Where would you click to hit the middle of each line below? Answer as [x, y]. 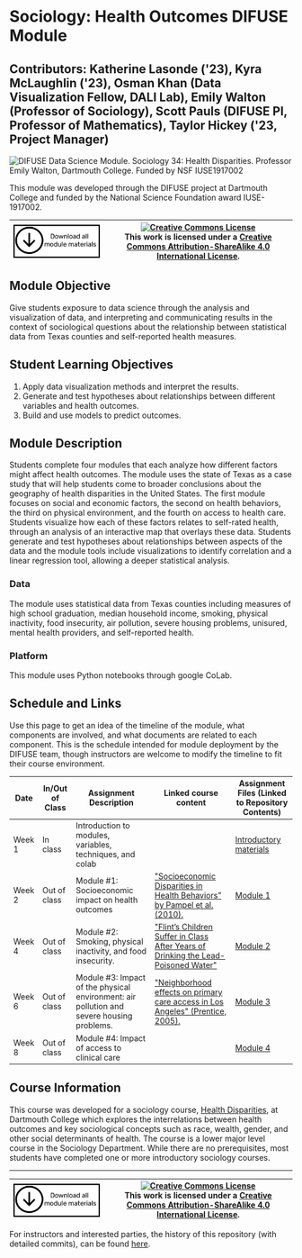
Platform [28, 656]
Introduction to [103, 825]
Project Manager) [59, 139]
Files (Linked [262, 793]
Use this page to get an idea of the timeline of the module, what [127, 725]
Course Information [65, 1088]
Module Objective [60, 286]
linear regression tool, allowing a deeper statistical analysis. [120, 561]
